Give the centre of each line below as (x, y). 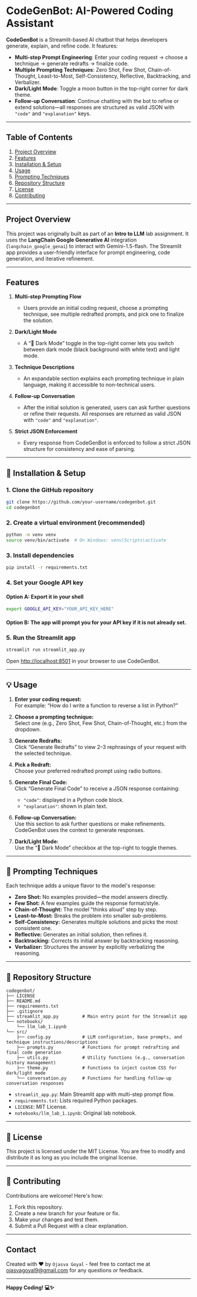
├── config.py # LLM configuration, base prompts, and (99, 1037)
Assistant (30, 23)
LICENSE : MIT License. (41, 1107)
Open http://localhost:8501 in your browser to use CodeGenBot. (83, 661)
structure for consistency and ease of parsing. (79, 449)
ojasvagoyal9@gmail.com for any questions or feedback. (75, 1270)
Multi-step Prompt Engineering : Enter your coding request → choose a (101, 57)
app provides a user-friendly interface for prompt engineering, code (88, 252)
